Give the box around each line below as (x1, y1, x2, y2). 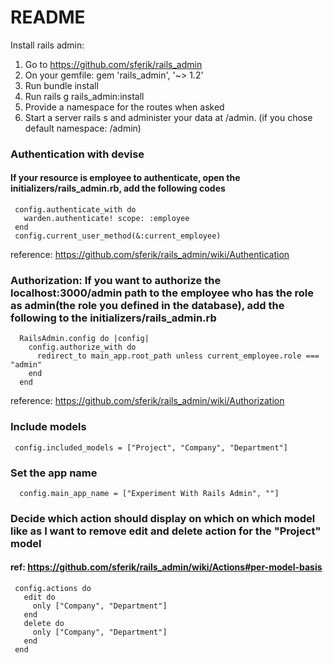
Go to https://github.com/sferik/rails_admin (24, 58, 203, 70)
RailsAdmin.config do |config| (19, 334, 150, 344)
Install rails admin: (10, 39, 85, 51)
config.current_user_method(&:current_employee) (14, 231, 222, 241)
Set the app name (10, 466, 98, 480)
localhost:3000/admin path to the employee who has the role (10, 286, 314, 300)
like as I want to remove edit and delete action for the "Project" (10, 524, 322, 538)
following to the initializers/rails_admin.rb (10, 311, 217, 325)
